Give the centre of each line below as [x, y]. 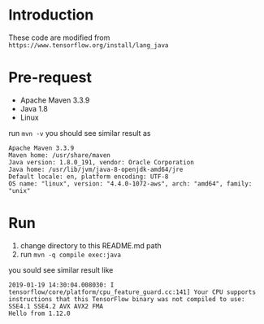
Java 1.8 [34, 108]
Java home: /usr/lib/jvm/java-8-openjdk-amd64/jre [96, 169]
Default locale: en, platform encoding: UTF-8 [89, 177]
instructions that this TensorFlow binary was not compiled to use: [127, 299]
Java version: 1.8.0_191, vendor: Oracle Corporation [102, 162]
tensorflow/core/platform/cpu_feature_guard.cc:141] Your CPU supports [132, 292]
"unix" [19, 190]
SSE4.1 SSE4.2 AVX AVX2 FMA [56, 306]
